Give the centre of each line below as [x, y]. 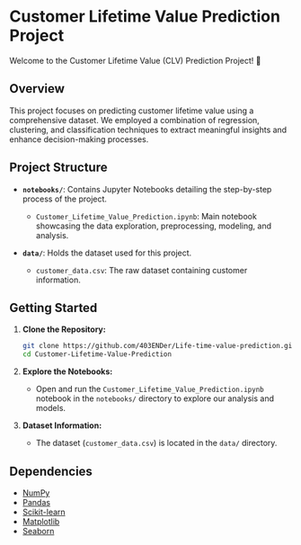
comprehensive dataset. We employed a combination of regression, [135, 120]
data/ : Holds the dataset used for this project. [107, 253]
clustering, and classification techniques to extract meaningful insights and [148, 130]
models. [50, 408]
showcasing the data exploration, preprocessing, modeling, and [154, 226]
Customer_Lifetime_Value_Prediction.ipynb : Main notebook [146, 216]
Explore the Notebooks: [67, 371]
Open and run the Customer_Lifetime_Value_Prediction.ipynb [150, 389]
